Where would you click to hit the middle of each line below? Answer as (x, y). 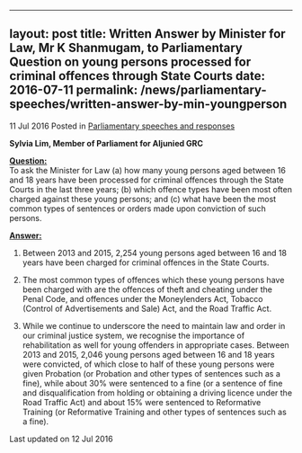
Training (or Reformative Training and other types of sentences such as (155, 412)
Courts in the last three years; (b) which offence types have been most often (151, 189)
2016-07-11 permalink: (74, 90)
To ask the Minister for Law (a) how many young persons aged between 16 (147, 170)
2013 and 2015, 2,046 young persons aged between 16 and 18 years (149, 354)
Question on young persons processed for (130, 62)
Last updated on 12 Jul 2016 (62, 439)
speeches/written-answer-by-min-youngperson (148, 104)
